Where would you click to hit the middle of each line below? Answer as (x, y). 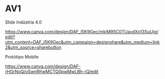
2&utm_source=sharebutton (33, 47)
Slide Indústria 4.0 (23, 22)
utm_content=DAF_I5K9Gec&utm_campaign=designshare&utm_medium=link (82, 42)
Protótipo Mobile (22, 56)
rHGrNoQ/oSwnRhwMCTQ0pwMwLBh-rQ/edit (52, 71)
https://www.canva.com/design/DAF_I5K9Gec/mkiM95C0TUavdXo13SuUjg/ (82, 31)
